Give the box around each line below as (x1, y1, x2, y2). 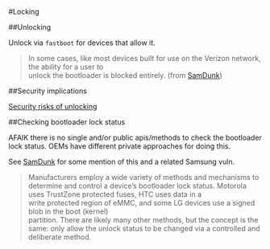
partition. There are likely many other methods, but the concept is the (27, 215, 259, 224)
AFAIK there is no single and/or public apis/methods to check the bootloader (8, 133, 262, 142)
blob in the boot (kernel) (27, 206, 109, 216)
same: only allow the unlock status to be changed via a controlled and (27, 224, 260, 233)
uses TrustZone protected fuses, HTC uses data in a (27, 190, 202, 199)
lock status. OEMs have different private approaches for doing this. (8, 141, 231, 151)
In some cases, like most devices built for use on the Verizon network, (27, 54, 261, 63)
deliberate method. (27, 232, 92, 242)
